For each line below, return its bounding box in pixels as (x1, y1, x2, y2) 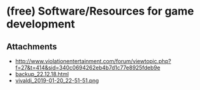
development (6, 17, 75, 31)
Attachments (6, 41, 57, 52)
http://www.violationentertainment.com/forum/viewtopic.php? (15, 58, 171, 64)
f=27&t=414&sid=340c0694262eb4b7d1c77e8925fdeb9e (15, 64, 161, 71)
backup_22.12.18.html (15, 71, 69, 77)
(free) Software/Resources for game (6, 4, 194, 18)
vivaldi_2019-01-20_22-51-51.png (15, 77, 99, 84)
